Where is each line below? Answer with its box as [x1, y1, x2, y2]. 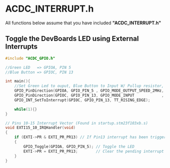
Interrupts [5, 43, 38, 51]
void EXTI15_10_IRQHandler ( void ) [5, 125, 76, 131]
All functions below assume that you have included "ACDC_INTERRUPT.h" [5, 20, 161, 26]
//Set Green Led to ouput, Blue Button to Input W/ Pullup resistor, [14, 83, 164, 89]
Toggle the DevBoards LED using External [5, 34, 139, 43]
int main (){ [5, 79, 30, 84]
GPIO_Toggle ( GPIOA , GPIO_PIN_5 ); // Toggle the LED [23, 144, 135, 149]
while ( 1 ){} [14, 107, 37, 112]
